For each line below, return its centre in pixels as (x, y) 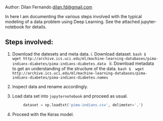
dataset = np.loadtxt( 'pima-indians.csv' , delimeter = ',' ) (83, 105)
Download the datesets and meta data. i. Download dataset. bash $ (79, 54)
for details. (36, 27)
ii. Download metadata (132, 63)
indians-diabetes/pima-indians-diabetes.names (60, 78)
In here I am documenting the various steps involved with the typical (73, 16)
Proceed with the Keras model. (43, 114)
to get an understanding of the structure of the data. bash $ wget (78, 68)
